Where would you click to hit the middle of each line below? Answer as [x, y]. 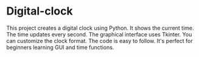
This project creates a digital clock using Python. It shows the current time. [100, 28]
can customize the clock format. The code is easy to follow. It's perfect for [100, 41]
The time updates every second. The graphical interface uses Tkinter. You [99, 34]
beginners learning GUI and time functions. [60, 47]
